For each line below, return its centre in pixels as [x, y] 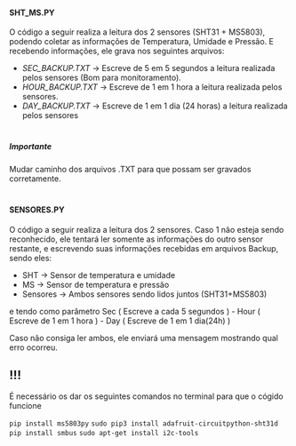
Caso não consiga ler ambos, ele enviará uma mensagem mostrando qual [144, 338]
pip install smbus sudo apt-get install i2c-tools [104, 434]
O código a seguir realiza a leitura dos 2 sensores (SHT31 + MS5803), [137, 32]
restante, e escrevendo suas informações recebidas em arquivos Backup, [144, 248]
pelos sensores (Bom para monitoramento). [102, 78]
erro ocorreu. [33, 347]
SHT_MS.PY [32, 12]
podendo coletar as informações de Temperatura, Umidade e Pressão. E [141, 42]
